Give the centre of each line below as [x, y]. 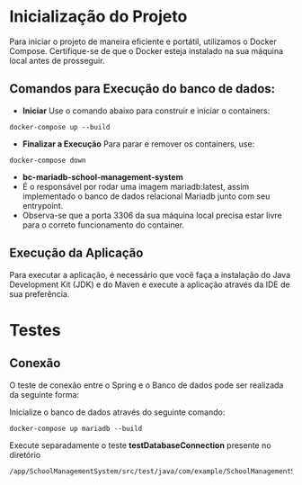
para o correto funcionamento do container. [103, 225]
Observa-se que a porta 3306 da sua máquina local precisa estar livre [152, 215]
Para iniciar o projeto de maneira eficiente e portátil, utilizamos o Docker [143, 41]
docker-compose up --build [60, 127]
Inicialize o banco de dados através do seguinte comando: [117, 412]
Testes [35, 330]
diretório [25, 454]
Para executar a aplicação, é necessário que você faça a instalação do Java [150, 274]
